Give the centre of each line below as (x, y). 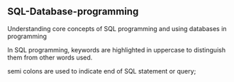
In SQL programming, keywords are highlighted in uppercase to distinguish (116, 49)
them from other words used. (50, 57)
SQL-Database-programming (73, 12)
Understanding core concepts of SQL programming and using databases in (117, 28)
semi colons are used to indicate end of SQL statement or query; (102, 71)
